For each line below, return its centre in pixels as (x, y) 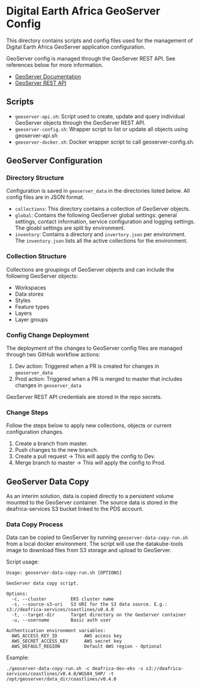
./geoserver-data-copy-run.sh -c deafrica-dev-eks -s (75, 669)
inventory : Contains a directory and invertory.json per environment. (100, 234)
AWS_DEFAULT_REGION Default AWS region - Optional (87, 647)
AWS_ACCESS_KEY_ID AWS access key (67, 636)
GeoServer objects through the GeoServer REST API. (80, 123)
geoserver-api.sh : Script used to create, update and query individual (100, 116)
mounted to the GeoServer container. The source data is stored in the (92, 502)
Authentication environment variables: (56, 631)
